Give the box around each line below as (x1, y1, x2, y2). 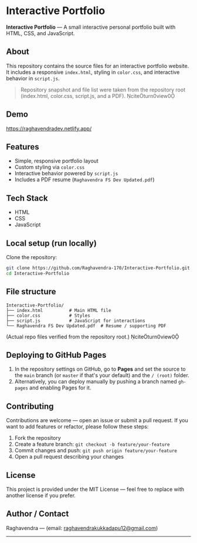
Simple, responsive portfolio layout (14, 157, 98, 165)
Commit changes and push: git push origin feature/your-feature (14, 447, 178, 454)
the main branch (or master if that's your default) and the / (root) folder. (14, 372, 189, 379)
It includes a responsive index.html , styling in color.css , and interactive (6, 69, 180, 76)
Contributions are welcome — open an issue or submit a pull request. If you (6, 417, 189, 424)
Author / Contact (6, 509, 69, 519)
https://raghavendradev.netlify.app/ (6, 125, 92, 132)
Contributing (6, 401, 54, 411)
